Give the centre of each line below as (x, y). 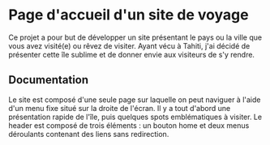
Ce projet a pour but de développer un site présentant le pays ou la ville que (135, 37)
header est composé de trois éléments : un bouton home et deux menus (129, 125)
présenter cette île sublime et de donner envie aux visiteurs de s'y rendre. (132, 54)
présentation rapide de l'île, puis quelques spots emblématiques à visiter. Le (135, 117)
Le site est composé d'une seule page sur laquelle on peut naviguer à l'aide (135, 100)
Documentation (49, 80)
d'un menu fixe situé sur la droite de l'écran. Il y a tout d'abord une (120, 108)
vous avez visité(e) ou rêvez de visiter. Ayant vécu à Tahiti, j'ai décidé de (129, 45)
